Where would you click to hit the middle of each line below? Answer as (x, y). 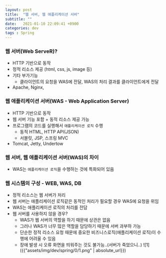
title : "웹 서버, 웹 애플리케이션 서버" (42, 14)
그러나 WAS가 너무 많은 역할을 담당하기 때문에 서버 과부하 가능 (80, 226)
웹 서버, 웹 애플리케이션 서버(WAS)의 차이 (52, 157)
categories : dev (22, 28)
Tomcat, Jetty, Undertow (38, 143)
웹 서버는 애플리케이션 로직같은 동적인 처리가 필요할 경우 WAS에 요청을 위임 (85, 201)
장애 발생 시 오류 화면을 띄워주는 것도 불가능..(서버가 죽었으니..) (81, 245)
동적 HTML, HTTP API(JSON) (49, 131)
